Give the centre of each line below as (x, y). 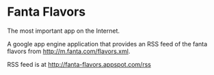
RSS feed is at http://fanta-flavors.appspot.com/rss (79, 64)
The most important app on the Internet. (64, 31)
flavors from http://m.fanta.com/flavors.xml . (69, 51)
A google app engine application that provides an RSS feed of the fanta (107, 44)
